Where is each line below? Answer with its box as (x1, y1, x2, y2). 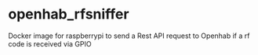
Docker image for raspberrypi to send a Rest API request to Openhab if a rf (8, 31, 250, 40)
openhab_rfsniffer (8, 5, 129, 23)
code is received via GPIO (8, 39, 92, 48)
